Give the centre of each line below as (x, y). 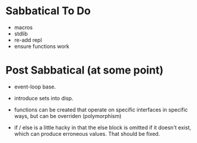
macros (23, 27)
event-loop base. (35, 87)
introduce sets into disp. (44, 98)
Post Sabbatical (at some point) (85, 70)
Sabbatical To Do (48, 11)
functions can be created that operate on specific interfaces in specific (101, 109)
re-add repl (28, 40)
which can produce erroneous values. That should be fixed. (87, 134)
